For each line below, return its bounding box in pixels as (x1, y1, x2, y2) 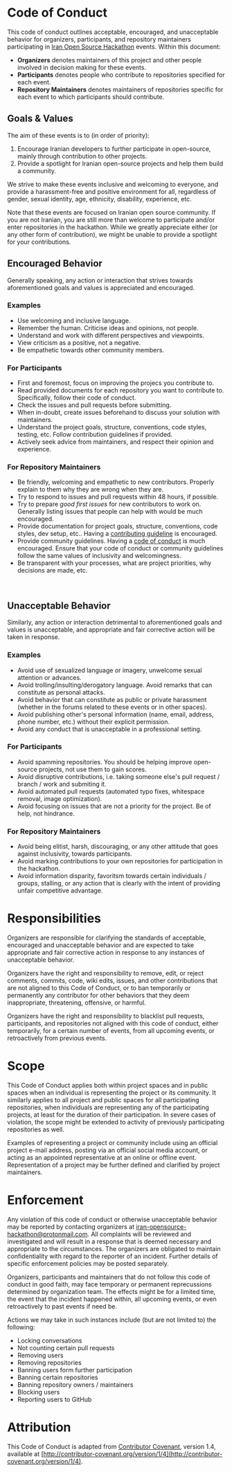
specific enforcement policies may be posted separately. (7, 1259, 170, 1268)
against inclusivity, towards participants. (17, 850, 133, 858)
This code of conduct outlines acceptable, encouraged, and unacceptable (7, 28, 219, 36)
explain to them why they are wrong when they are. (17, 485, 164, 494)
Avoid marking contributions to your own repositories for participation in (17, 857, 223, 865)
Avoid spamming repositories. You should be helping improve (17, 757, 193, 766)
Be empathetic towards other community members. (17, 345, 165, 354)
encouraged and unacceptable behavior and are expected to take (7, 941, 195, 949)
